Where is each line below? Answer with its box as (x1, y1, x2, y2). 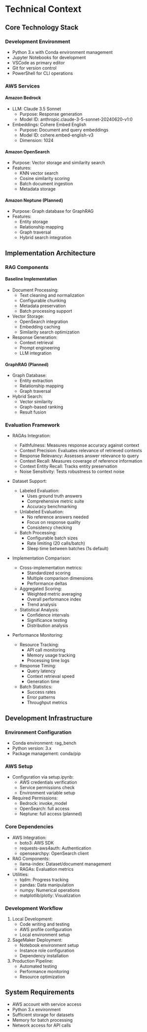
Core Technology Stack (5, 23, 79, 32)
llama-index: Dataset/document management (19, 861, 112, 867)
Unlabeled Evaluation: (19, 509, 64, 515)
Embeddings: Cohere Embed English (12, 122, 87, 127)
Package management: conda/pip (12, 751, 81, 756)
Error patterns (27, 694, 56, 701)
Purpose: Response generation (19, 111, 83, 117)
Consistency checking (27, 524, 72, 530)
